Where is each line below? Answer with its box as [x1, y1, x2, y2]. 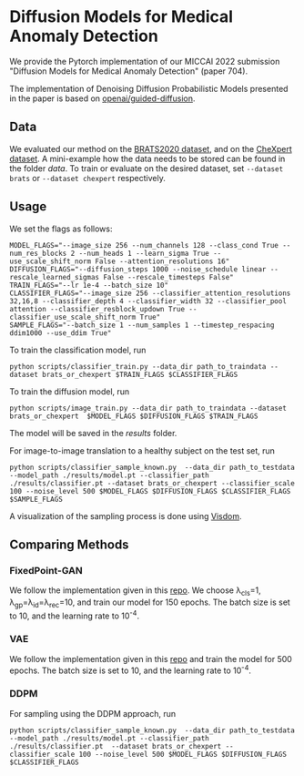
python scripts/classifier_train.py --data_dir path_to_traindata [9, 362, 267, 371]
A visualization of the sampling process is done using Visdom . [9, 510, 242, 521]
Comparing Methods [9, 536, 129, 552]
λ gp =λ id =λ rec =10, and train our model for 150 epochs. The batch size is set [9, 597, 291, 609]
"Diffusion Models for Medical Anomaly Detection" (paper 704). [9, 66, 248, 77]
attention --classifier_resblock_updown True [9, 304, 185, 313]
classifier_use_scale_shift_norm [9, 312, 137, 322]
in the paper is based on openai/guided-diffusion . [9, 93, 196, 104]
